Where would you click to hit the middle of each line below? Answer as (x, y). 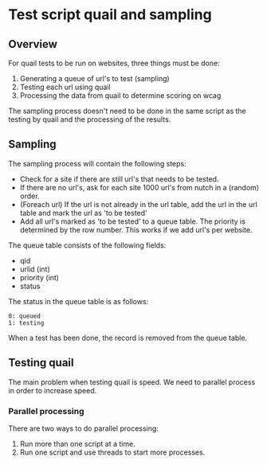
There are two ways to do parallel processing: (84, 428)
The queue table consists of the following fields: (87, 245)
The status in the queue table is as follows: (79, 301)
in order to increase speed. (53, 390)
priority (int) (39, 277)
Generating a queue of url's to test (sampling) (94, 78)
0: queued (25, 316)
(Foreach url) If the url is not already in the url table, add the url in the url (138, 204)
